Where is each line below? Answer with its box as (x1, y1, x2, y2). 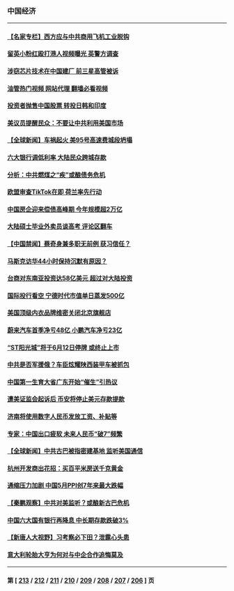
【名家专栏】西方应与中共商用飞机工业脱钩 (7, 32, 130, 40)
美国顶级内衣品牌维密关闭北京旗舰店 (7, 308, 111, 317)
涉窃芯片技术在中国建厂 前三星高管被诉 (7, 67, 119, 75)
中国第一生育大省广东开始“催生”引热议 (7, 377, 118, 386)
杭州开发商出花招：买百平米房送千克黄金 (7, 464, 123, 472)
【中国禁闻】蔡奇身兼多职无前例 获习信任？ (7, 239, 131, 248)
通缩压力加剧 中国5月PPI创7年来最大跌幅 (7, 481, 124, 490)
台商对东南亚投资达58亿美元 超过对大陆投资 (7, 274, 133, 283)
